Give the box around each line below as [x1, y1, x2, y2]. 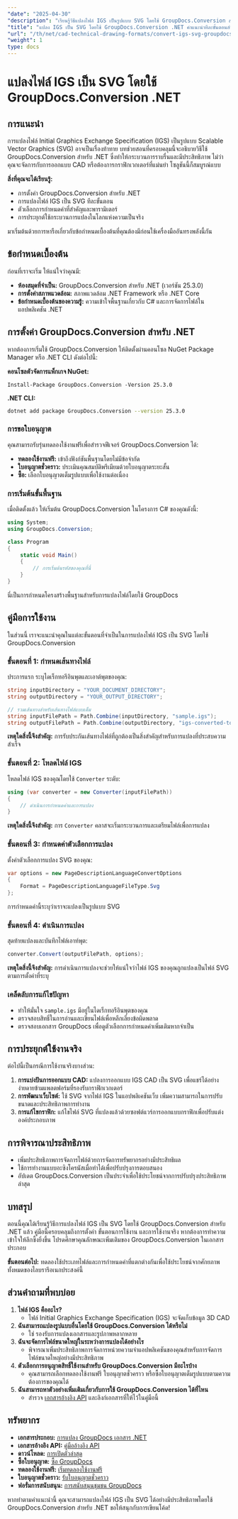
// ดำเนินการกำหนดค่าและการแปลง [20, 801, 93, 809]
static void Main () [20, 552, 78, 559]
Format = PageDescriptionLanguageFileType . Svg [20, 883, 160, 890]
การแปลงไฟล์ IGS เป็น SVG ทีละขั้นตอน [17, 197, 113, 205]
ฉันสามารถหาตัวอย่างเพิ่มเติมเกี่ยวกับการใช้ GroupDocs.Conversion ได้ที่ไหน [17, 1385, 209, 1393]
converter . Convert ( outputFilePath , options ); [7, 950, 144, 958]
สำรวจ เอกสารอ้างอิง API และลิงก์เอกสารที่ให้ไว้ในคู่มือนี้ [28, 1393, 159, 1402]
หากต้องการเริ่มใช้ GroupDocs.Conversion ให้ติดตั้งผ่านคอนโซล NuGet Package [7, 345, 214, 353]
